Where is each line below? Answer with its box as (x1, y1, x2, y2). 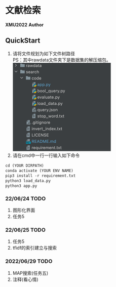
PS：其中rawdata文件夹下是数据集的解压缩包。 (12, 57, 111, 63)
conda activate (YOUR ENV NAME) (5, 168, 73, 173)
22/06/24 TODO (5, 195, 46, 202)
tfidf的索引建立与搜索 (12, 245, 57, 251)
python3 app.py (5, 183, 37, 188)
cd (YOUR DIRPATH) (5, 163, 44, 168)
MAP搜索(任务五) (12, 270, 49, 276)
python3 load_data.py (5, 178, 51, 183)
